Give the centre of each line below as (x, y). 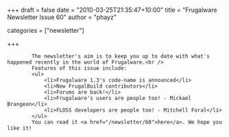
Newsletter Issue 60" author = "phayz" (62, 17)
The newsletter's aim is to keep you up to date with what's (121, 56)
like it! (20, 128)
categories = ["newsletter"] (46, 30)
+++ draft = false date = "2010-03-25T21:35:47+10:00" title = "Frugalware (112, 10)
